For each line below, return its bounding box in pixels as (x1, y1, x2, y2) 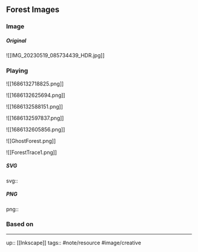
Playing (6, 67, 28, 75)
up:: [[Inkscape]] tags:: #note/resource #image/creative (6, 239, 141, 246)
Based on (6, 220, 34, 228)
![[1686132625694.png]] (6, 91, 65, 99)
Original (6, 37, 27, 44)
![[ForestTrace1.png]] (6, 149, 57, 156)
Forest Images (6, 5, 60, 15)
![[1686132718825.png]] (6, 80, 64, 87)
